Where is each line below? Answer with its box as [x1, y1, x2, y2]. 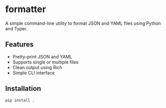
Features [5, 40, 34, 49]
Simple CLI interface [12, 70, 55, 76]
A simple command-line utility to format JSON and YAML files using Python [5, 20, 161, 26]
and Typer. [5, 25, 28, 31]
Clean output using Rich [12, 64, 62, 70]
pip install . [5, 97, 35, 103]
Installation [5, 84, 41, 93]
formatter [5, 4, 46, 15]
